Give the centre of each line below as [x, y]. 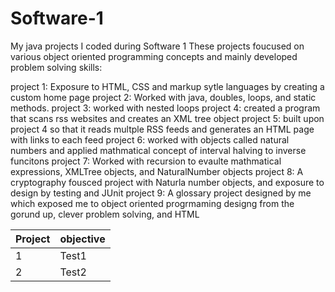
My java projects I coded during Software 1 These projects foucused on [157, 46]
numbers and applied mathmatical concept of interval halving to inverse [158, 150]
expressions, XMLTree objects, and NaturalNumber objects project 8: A [157, 171]
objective [82, 239]
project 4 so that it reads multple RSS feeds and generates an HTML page [162, 129]
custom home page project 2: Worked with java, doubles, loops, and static [163, 97]
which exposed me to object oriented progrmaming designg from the [152, 203]
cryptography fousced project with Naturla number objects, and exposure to [167, 182]
